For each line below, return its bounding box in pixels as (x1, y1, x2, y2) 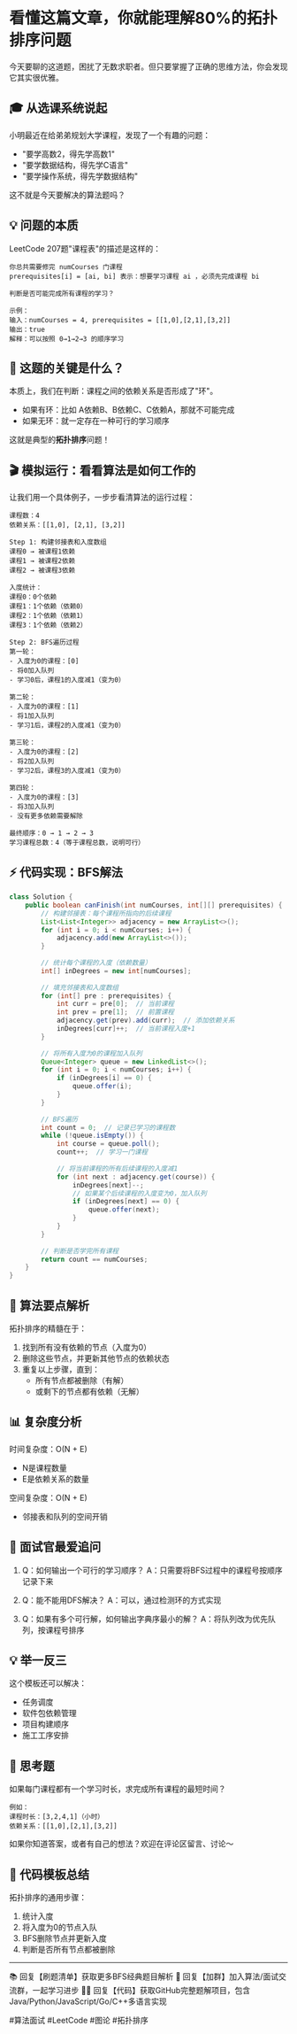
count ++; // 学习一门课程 (56, 1148, 148, 1156)
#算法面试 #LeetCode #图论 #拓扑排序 (9, 2015, 148, 2025)
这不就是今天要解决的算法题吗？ (9, 189, 126, 200)
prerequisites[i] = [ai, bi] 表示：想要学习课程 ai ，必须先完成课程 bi (9, 272, 260, 281)
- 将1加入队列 (9, 712, 55, 721)
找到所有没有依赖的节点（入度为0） (21, 1342, 152, 1352)
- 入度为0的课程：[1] (9, 702, 80, 711)
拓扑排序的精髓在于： (9, 1323, 87, 1334)
